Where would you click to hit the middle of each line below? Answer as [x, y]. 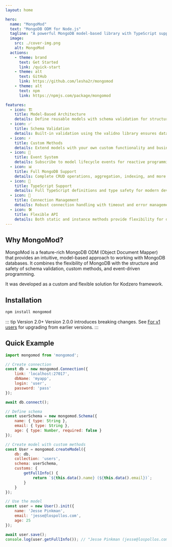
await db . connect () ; [27, 402]
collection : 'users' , [37, 459]
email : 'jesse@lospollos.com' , [48, 516]
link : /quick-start [39, 67]
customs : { [26, 469]
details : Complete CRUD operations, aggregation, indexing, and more [90, 176]
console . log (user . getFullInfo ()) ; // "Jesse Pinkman [63, 539]
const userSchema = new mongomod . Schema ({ [51, 416]
